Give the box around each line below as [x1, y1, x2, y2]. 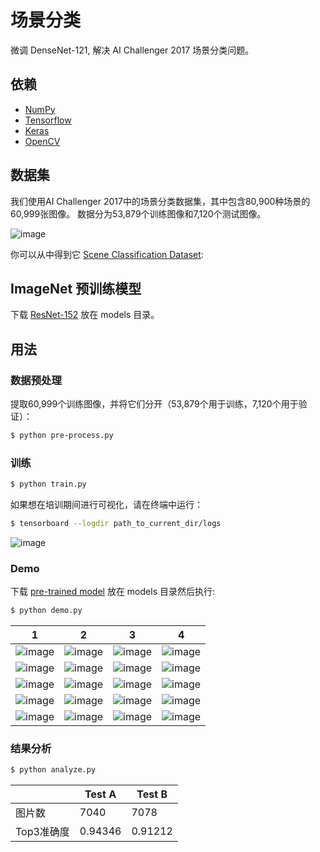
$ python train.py [10, 479, 87, 490]
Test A [84, 787, 117, 801]
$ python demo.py [10, 606, 83, 616]
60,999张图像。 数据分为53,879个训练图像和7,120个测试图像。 [10, 207, 267, 220]
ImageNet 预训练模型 [10, 280, 142, 297]
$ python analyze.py [10, 765, 97, 775]
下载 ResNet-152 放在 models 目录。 [10, 309, 160, 321]
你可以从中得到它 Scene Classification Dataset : [10, 248, 204, 260]
